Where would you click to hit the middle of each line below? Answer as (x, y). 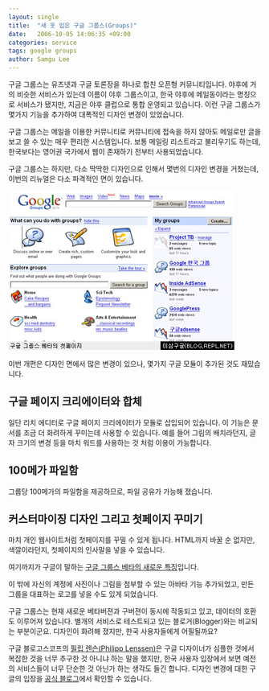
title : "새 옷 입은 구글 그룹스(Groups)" (73, 25)
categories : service (43, 43)
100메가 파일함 (43, 471)
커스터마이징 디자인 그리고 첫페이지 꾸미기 (106, 519)
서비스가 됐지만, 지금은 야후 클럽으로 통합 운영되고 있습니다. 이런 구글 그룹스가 (139, 104)
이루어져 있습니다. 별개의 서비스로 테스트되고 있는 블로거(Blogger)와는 (126, 621)
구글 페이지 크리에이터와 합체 (75, 402)
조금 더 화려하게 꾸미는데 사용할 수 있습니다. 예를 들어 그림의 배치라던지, (135, 432)
